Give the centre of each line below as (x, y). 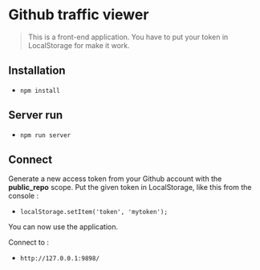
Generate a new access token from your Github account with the (115, 179)
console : (23, 196)
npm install (40, 91)
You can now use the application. (63, 227)
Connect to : (29, 243)
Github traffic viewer (79, 15)
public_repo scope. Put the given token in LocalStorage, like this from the (130, 187)
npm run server (45, 135)
